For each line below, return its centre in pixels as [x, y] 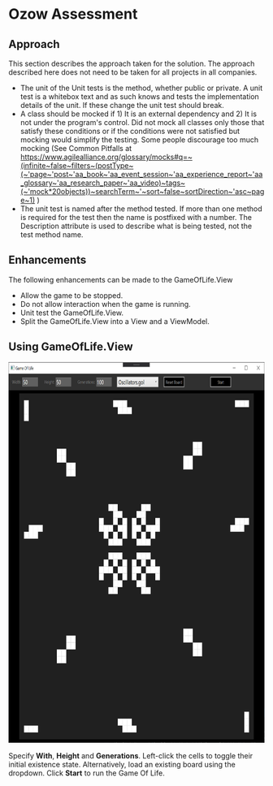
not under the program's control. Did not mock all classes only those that [142, 122]
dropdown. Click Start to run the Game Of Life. [87, 773]
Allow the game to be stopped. [71, 295]
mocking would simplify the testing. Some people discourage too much [139, 140]
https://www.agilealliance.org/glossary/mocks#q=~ [106, 157]
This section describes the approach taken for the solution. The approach [132, 63]
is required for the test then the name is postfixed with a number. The [136, 217]
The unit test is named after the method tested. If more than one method [141, 209]
